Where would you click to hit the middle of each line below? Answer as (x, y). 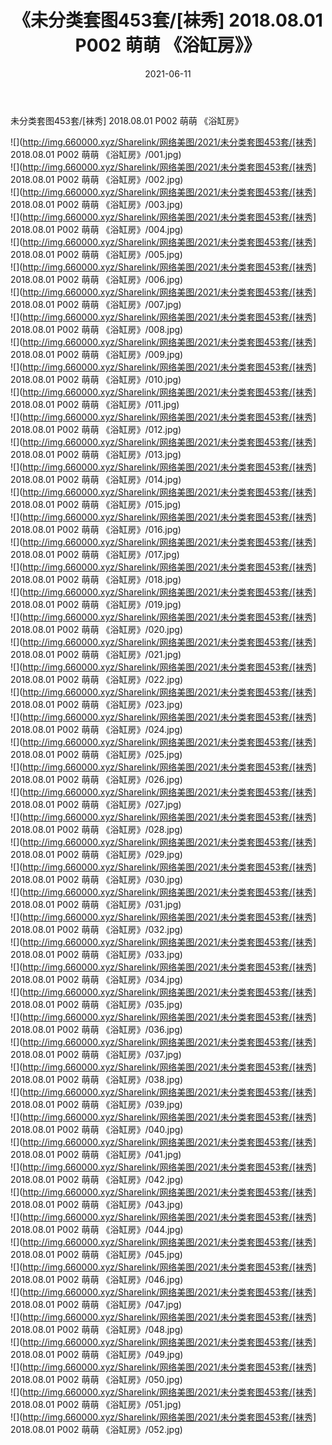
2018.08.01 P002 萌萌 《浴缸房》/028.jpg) (96, 829)
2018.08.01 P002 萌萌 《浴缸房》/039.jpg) (96, 1104)
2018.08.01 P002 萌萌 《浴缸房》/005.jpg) (96, 254)
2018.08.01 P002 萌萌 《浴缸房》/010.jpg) (96, 379)
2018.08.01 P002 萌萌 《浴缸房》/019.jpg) (96, 604)
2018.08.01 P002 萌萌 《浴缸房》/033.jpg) (96, 954)
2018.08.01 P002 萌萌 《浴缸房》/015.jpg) (96, 504)
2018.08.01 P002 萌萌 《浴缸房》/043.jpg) (97, 1204)
